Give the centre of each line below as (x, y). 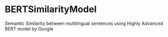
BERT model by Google (29, 28)
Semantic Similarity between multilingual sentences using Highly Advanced (84, 23)
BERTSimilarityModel (51, 9)
